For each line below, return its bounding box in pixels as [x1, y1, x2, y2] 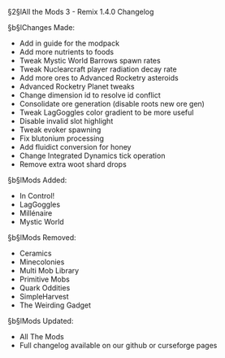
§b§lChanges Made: [7, 23, 75, 32]
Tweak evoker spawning [19, 125, 102, 134]
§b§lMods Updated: [7, 317, 74, 325]
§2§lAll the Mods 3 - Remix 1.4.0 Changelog [7, 7, 154, 16]
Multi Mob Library [19, 266, 80, 275]
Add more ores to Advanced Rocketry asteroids [19, 73, 180, 82]
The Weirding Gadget [19, 300, 91, 310]
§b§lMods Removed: [7, 233, 76, 242]
